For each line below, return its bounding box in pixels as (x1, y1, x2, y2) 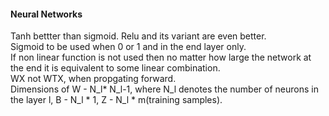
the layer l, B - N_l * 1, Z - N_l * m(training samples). (10, 94, 223, 106)
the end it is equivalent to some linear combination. (10, 62, 221, 74)
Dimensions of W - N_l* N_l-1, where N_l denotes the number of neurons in (10, 83, 319, 95)
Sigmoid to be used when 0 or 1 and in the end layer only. (10, 41, 247, 53)
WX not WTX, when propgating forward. (10, 73, 177, 85)
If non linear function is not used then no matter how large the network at (10, 51, 312, 64)
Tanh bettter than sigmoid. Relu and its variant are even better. (10, 30, 267, 42)
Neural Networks (10, 8, 83, 20)
